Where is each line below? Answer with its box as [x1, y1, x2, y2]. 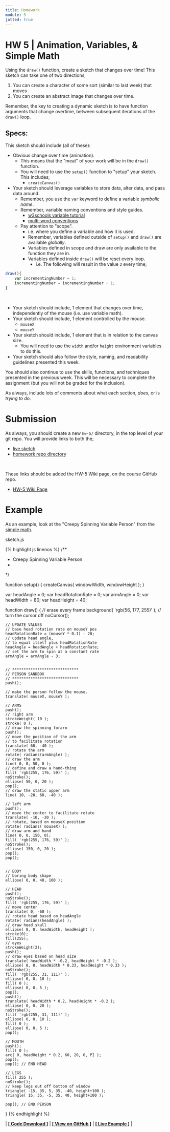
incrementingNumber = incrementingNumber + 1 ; [14, 280, 115, 286]
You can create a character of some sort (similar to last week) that [12, 82, 152, 89]
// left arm [5, 801, 31, 807]
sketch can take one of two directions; [5, 72, 86, 78]
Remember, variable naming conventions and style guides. [20, 207, 144, 213]
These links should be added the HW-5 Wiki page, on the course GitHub [5, 471, 157, 477]
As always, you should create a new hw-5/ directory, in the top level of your [5, 430, 163, 436]
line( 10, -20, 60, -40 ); [5, 792, 63, 798]
